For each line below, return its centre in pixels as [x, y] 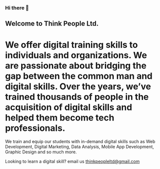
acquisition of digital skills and [69, 107]
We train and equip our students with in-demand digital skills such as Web [80, 142]
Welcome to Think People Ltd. [52, 24]
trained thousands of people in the [77, 97]
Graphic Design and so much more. [41, 152]
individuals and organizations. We [76, 55]
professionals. [35, 128]
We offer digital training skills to [71, 45]
